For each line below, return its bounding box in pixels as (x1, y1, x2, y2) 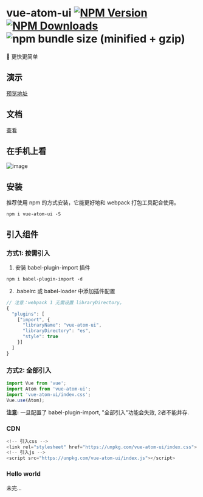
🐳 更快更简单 (6, 52, 38, 60)
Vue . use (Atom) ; (6, 397, 45, 403)
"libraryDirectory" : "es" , (22, 328, 91, 334)
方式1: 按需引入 (6, 249, 50, 257)
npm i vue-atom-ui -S (6, 211, 61, 217)
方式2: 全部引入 (6, 366, 52, 374)
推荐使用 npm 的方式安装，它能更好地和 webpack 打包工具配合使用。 (6, 199, 180, 206)
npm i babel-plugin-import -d (6, 276, 83, 282)
